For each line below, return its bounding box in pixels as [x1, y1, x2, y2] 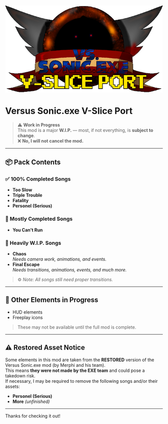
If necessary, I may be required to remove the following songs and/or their [5, 378, 158, 384]
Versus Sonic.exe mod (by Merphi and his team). [5, 362, 106, 368]
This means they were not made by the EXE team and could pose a [5, 367, 145, 373]
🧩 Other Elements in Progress [5, 296, 98, 304]
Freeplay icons [12, 314, 43, 320]
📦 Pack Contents [5, 158, 61, 167]
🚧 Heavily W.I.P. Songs [5, 239, 61, 246]
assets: [5, 383, 20, 389]
